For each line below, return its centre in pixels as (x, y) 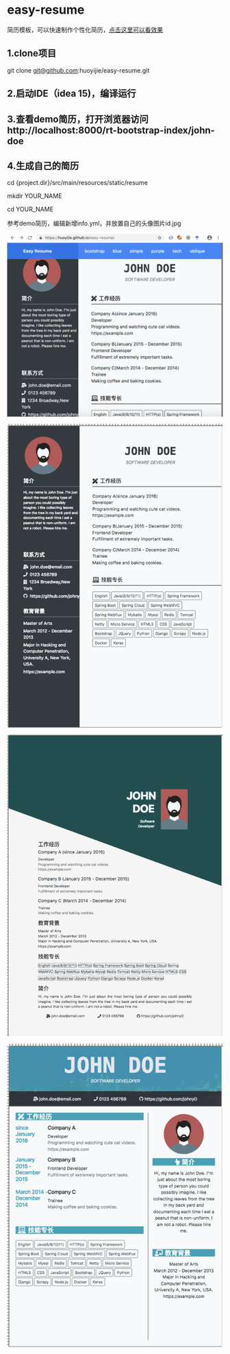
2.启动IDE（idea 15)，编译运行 (72, 94)
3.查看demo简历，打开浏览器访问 (78, 119)
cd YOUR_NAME (30, 209)
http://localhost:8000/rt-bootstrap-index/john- (111, 130)
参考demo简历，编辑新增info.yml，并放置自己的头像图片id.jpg (94, 223)
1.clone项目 (32, 53)
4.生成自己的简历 (43, 165)
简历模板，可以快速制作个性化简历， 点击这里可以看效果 (85, 29)
